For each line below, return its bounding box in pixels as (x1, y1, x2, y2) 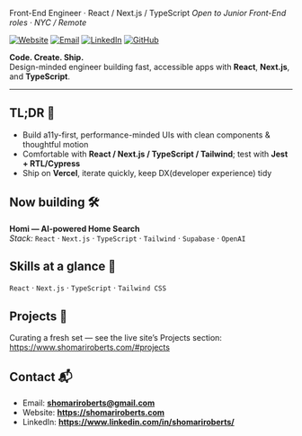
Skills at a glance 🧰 (9, 259, 117, 274)
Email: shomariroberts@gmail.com (22, 397, 155, 408)
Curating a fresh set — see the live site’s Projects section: (9, 333, 223, 343)
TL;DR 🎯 (9, 105, 56, 120)
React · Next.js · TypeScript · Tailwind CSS (9, 282, 167, 293)
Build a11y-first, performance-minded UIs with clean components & (22, 129, 271, 140)
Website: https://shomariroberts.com (22, 407, 164, 418)
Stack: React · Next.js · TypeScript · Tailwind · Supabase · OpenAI (9, 233, 246, 244)
